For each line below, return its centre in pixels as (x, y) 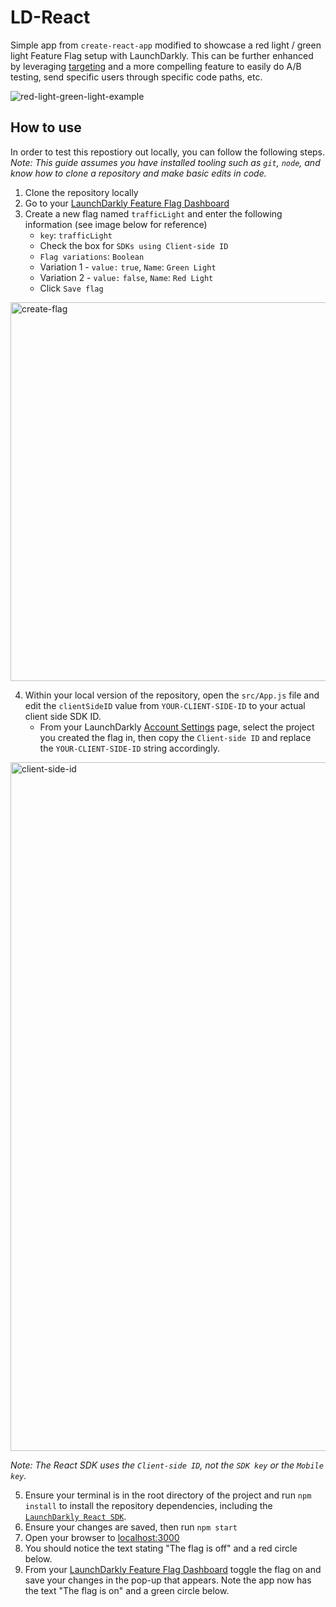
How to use (46, 127)
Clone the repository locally (81, 192)
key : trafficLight (76, 235)
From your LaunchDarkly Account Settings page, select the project (177, 727)
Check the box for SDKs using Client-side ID (134, 245)
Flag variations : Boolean (92, 256)
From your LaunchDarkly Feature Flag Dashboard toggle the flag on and (173, 1569)
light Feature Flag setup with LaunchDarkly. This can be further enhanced (162, 55)
